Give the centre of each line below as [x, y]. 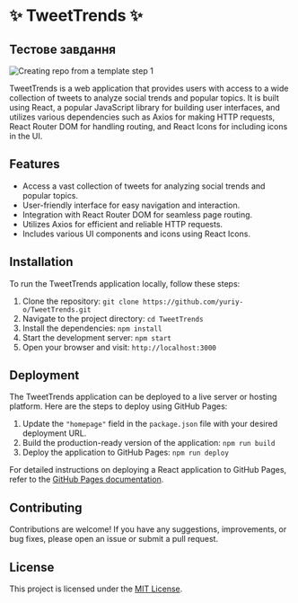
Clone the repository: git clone [80, 301]
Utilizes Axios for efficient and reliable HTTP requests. [122, 224]
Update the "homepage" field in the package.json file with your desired [150, 424]
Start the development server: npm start [97, 337]
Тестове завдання [63, 49]
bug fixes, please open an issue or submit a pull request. [114, 539]
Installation [41, 262]
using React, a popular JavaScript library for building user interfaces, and [145, 107]
